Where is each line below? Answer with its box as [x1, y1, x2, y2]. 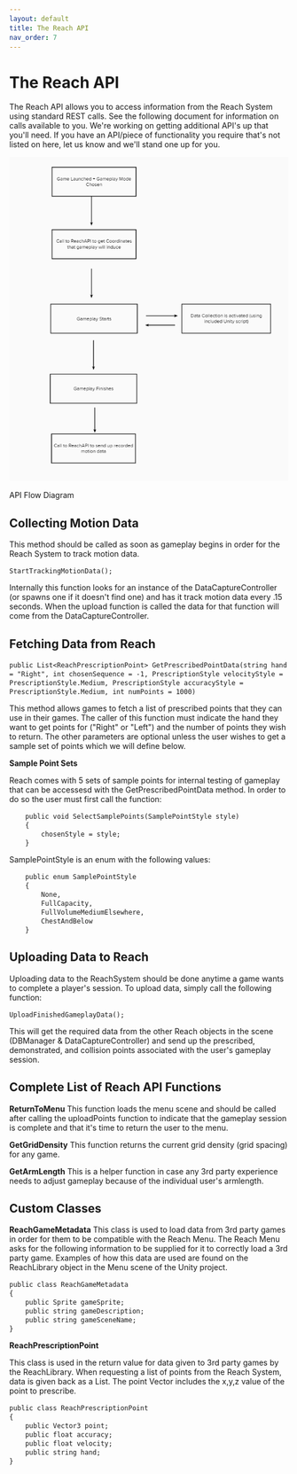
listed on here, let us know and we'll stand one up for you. [9, 139, 221, 150]
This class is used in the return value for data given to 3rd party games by [9, 1357, 279, 1369]
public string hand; [25, 1448, 101, 1457]
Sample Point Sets [9, 758, 78, 768]
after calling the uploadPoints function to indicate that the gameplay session [9, 1112, 287, 1123]
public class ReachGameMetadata [9, 1281, 129, 1290]
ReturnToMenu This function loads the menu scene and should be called [9, 1104, 277, 1114]
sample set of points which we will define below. [9, 741, 186, 752]
